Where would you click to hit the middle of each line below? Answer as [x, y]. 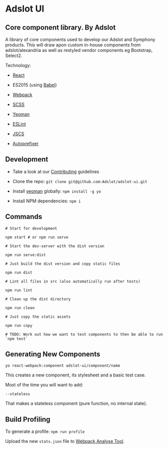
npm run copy [19, 325]
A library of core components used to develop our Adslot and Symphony [80, 39]
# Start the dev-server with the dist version [55, 246]
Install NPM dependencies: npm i [47, 201]
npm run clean [20, 308]
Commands [24, 217]
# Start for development [31, 228]
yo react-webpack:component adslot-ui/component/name [63, 366]
